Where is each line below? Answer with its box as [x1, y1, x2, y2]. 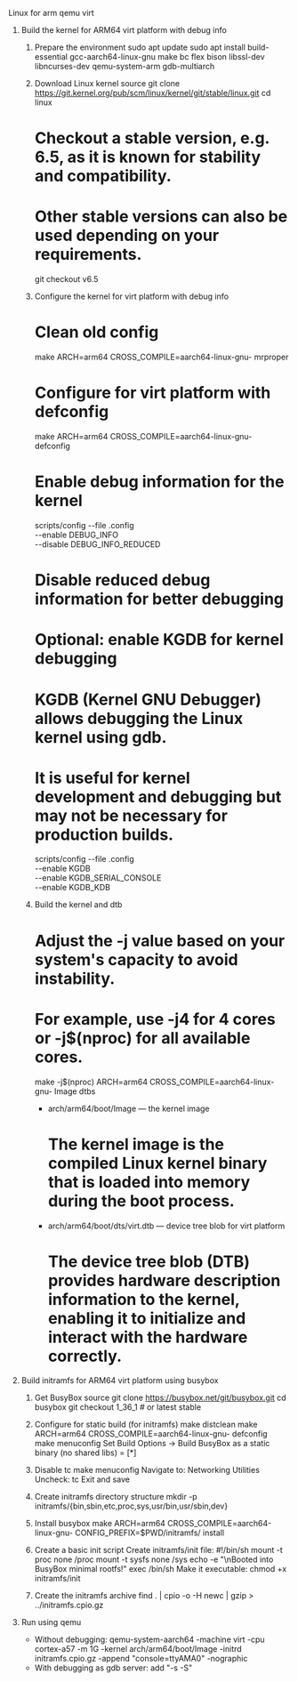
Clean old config [34, 322, 159, 342]
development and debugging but [34, 786, 282, 807]
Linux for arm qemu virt [8, 8, 94, 18]
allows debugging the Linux [34, 708, 244, 728]
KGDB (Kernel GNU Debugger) [34, 689, 262, 710]
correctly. [47, 1346, 122, 1366]
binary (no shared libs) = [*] [34, 1447, 137, 1458]
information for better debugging [34, 589, 285, 609]
